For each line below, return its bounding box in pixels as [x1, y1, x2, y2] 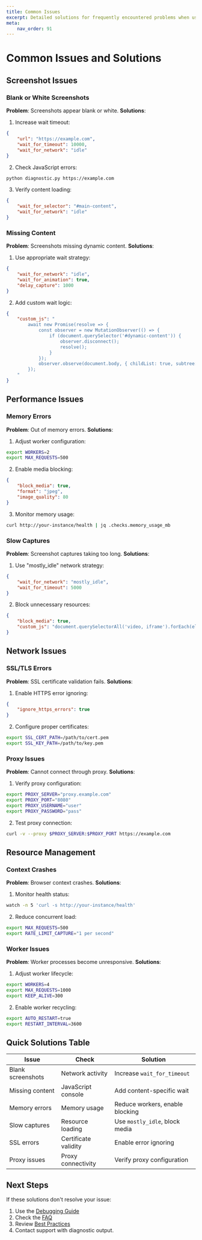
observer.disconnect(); [60, 338, 120, 345]
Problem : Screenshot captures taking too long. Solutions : [6, 550, 150, 557]
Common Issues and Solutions [6, 52, 162, 65]
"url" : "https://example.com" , [17, 136, 96, 142]
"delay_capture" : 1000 [17, 282, 74, 289]
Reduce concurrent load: [14, 913, 77, 921]
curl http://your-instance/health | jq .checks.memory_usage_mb [6, 522, 171, 528]
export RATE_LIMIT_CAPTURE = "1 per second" [6, 930, 114, 937]
